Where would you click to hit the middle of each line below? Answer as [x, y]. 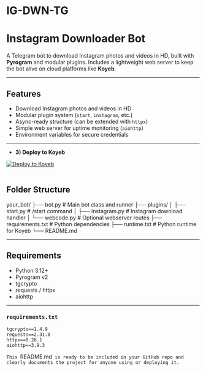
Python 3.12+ [32, 270]
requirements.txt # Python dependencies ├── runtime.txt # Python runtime [101, 224]
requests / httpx [35, 290]
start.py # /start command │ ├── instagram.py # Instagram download [94, 211]
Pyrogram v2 [32, 277]
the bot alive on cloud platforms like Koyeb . [61, 69]
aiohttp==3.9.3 [26, 345]
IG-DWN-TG [37, 11]
